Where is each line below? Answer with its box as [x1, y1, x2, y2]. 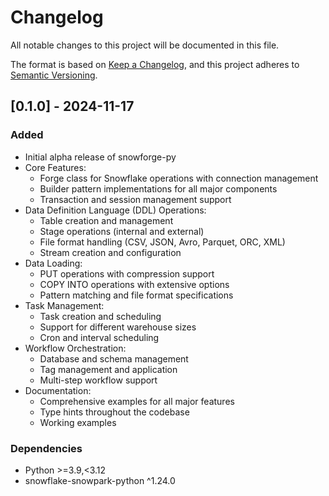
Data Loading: [24, 257, 83, 269]
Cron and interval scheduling [39, 331, 160, 343]
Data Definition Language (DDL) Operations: [24, 204, 207, 216]
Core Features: [24, 161, 87, 173]
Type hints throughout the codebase [39, 406, 190, 418]
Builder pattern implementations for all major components [39, 182, 278, 195]
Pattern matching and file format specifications [39, 289, 234, 301]
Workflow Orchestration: [24, 342, 127, 354]
